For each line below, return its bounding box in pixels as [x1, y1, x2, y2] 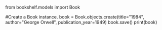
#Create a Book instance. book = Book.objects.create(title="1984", [5, 14, 144, 19]
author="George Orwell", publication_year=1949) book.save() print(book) [5, 19, 157, 25]
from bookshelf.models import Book [5, 4, 80, 10]
